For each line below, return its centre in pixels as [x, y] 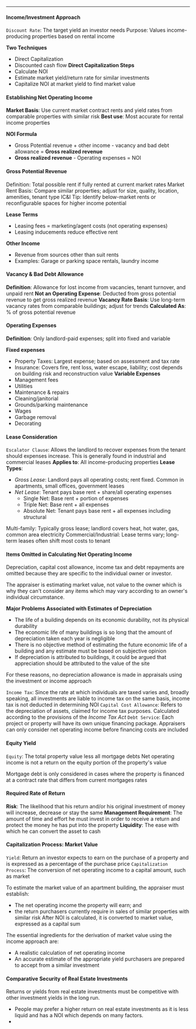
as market [18, 876]
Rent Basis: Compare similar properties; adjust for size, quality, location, [92, 190]
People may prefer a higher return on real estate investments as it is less [101, 1009]
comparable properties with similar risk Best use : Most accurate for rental [95, 116]
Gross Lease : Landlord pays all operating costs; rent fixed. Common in [99, 480]
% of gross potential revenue [41, 312]
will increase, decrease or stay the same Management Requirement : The [94, 812]
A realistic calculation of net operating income [70, 953]
